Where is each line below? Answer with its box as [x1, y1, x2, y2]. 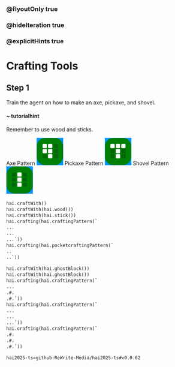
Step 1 [6, 83, 30, 93]
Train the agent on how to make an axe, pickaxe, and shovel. [6, 98, 156, 106]
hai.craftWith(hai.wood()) [6, 206, 74, 212]
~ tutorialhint [6, 113, 40, 120]
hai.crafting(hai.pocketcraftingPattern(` [6, 242, 114, 248]
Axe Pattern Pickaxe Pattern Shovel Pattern [6, 160, 169, 167]
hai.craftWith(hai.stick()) [6, 212, 77, 218]
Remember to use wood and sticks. [6, 125, 93, 133]
